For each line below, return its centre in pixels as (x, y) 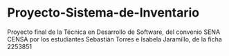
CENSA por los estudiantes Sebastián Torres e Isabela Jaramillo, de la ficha (115, 39)
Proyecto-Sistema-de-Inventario (103, 13)
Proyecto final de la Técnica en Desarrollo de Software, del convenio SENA (114, 32)
